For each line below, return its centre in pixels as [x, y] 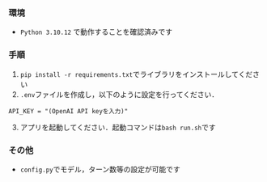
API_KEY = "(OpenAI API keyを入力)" [68, 111]
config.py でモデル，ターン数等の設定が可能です [100, 169]
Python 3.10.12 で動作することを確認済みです [96, 32]
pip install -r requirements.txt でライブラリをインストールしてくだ [136, 74]
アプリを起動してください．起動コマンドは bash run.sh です [118, 127]
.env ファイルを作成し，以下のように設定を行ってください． [119, 94]
